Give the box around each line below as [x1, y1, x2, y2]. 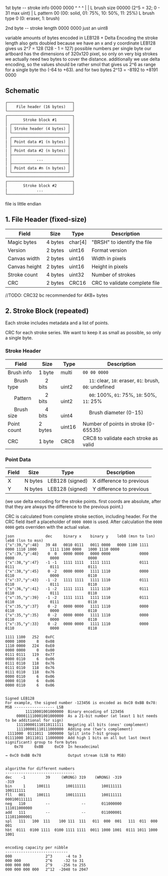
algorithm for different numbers [5, 766, 75, 771]
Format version [91, 247, 127, 254]
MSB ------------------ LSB [5, 705, 64, 710]
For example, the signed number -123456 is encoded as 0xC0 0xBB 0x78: [5, 701, 157, 706]
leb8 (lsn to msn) [5, 538, 43, 543]
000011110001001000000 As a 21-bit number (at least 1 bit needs [16, 714, 157, 719]
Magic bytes [7, 239, 37, 246]
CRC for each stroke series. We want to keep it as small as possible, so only [5, 330, 161, 336]
